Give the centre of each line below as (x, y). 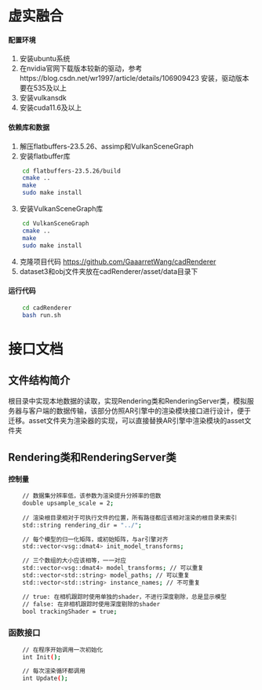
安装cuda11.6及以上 (51, 108)
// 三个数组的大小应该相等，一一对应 (75, 561)
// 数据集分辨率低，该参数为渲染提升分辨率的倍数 (92, 496)
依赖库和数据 (29, 127)
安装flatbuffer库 (45, 156)
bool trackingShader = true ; (70, 612)
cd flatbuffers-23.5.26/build (72, 171)
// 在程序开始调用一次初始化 (63, 650)
